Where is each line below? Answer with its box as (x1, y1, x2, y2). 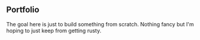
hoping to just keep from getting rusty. (6, 27, 101, 34)
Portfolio (6, 5, 40, 15)
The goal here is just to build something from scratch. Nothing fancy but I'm (6, 20, 194, 27)
